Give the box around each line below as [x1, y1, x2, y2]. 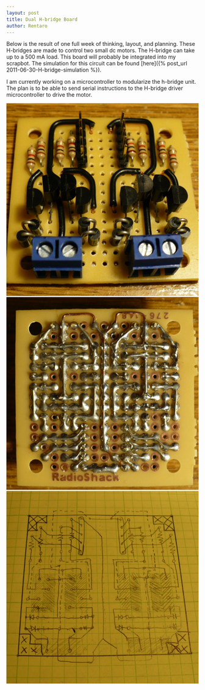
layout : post [6, 10, 40, 16]
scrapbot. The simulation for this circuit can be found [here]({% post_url [6, 60, 187, 67]
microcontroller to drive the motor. [6, 91, 93, 98]
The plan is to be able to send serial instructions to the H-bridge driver [6, 84, 183, 92]
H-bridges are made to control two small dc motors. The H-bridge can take [6, 46, 195, 54]
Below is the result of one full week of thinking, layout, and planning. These [6, 40, 195, 48]
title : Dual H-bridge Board [6, 16, 78, 23]
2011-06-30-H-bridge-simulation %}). [6, 66, 102, 73]
